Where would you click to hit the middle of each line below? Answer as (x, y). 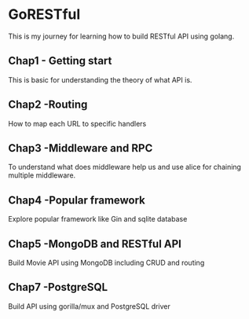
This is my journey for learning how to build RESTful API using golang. (121, 36)
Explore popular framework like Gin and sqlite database (98, 219)
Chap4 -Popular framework (77, 200)
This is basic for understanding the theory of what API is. (100, 79)
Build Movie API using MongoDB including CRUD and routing (106, 262)
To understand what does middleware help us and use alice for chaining (125, 167)
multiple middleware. (42, 175)
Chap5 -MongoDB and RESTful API (95, 244)
